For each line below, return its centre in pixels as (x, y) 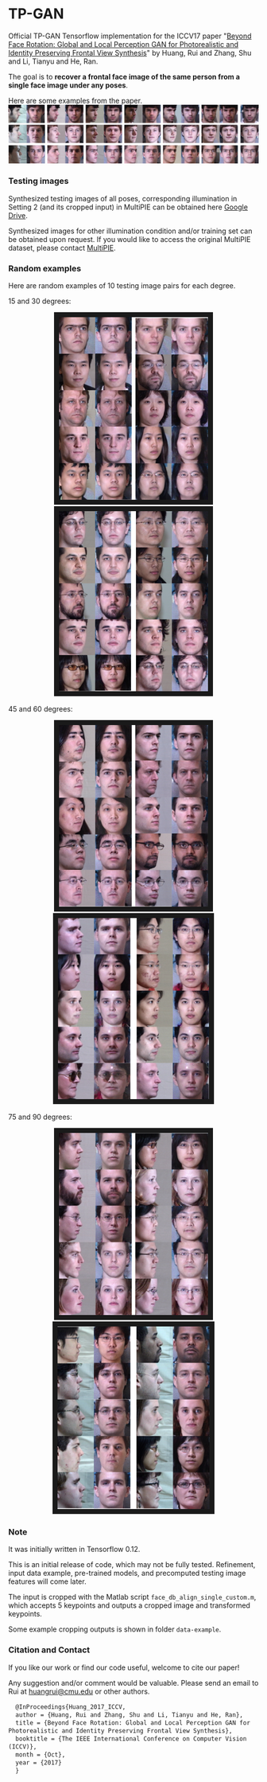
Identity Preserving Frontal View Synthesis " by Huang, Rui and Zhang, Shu (130, 53)
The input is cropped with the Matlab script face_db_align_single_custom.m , (132, 1597)
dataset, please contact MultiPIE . (62, 248)
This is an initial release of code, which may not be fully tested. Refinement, (132, 1565)
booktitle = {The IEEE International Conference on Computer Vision (131, 1739)
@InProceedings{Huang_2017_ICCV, (71, 1707)
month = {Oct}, (41, 1755)
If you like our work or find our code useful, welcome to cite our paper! (124, 1667)
